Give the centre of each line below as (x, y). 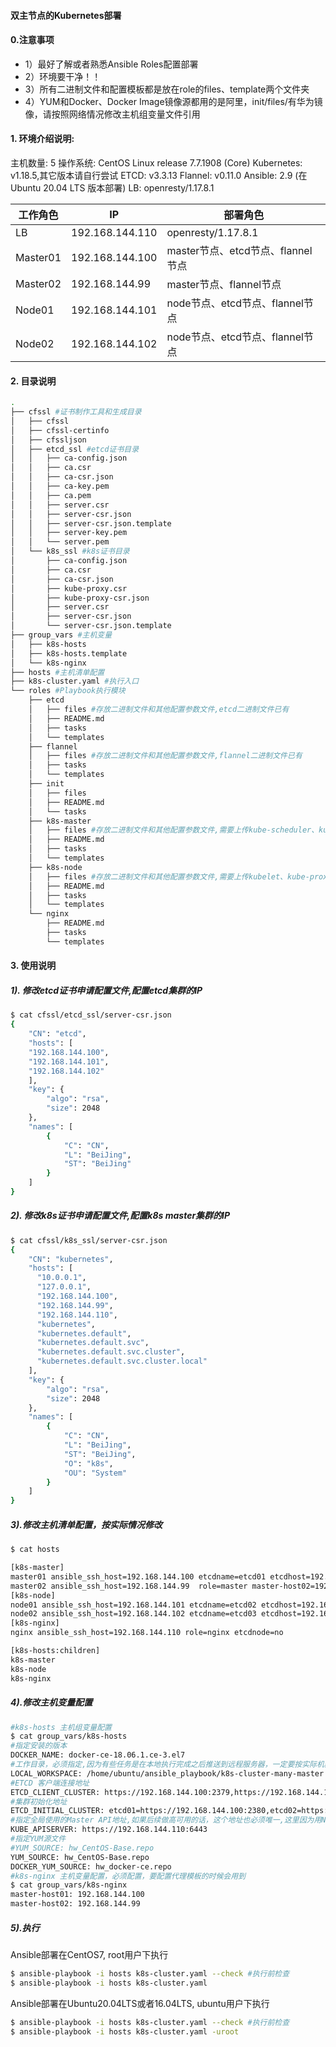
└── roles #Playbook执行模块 (68, 691)
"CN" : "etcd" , (57, 1034)
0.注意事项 (32, 40)
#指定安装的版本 (39, 1746)
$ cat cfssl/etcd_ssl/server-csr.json (91, 1015)
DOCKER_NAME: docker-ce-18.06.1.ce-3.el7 (98, 1755)
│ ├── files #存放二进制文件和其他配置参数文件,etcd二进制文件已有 (159, 710)
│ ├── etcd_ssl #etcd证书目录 (75, 449)
